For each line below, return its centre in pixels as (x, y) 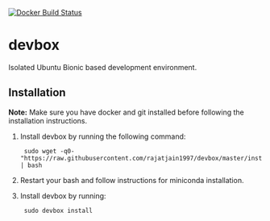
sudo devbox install (58, 211)
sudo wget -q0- (49, 151)
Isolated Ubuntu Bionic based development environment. (103, 67)
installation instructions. (48, 120)
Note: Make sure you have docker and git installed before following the (126, 112)
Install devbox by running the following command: (103, 136)
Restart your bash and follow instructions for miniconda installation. (132, 180)
